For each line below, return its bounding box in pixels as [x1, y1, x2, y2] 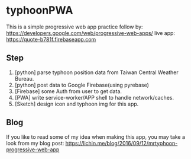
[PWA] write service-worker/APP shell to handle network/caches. [14, 94, 174, 101]
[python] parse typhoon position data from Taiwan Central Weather [14, 69, 179, 76]
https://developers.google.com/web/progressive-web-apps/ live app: [6, 29, 176, 36]
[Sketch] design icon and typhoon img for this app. [14, 100, 139, 107]
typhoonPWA [6, 4, 73, 17]
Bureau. [14, 75, 34, 82]
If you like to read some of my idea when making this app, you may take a [6, 133, 185, 140]
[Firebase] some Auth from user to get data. [14, 87, 122, 95]
